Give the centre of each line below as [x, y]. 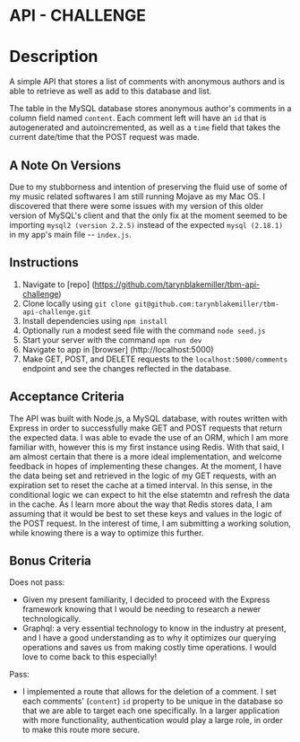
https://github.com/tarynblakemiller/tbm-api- [177, 284]
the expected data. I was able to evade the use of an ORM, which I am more [149, 437]
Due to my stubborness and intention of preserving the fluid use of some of [149, 187]
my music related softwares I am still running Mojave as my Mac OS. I [137, 196]
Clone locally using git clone [77, 303]
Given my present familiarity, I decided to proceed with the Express [146, 600]
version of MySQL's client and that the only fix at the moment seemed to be [149, 215]
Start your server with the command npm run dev [112, 340]
